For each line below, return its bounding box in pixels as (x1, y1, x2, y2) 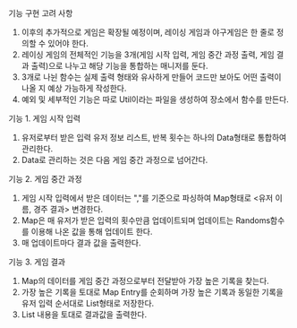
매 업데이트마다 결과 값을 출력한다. (21, 237, 141, 248)
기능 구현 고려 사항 (8, 8, 73, 18)
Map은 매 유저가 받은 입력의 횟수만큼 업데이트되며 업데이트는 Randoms (21, 215, 271, 226)
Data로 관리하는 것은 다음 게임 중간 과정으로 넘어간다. (21, 155, 208, 165)
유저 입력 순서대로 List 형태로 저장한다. (21, 298, 155, 308)
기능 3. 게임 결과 (8, 256, 66, 267)
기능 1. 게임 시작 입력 (8, 113, 81, 124)
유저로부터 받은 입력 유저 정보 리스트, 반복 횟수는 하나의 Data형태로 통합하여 (21, 133, 287, 142)
